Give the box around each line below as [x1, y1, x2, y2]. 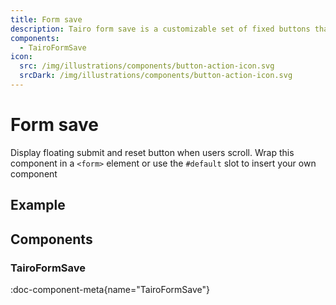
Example [10, 197, 66, 214]
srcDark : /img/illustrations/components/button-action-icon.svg [19, 71, 293, 81]
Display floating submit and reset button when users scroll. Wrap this [10, 146, 295, 158]
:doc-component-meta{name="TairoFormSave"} [10, 283, 210, 295]
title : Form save [10, 14, 83, 25]
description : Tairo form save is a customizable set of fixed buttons [10, 24, 311, 34]
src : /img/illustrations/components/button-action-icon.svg [19, 61, 275, 71]
